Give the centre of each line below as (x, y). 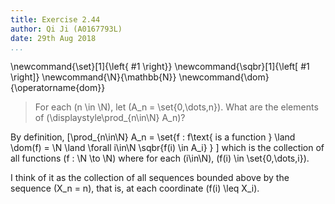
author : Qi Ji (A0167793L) (66, 29)
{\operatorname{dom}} (58, 88)
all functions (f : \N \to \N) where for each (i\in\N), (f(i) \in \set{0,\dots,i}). (160, 158)
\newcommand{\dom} (224, 77)
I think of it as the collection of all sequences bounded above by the (150, 178)
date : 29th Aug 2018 (53, 38)
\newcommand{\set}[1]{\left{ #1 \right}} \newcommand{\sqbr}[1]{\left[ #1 (160, 67)
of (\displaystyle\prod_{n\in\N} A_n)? (110, 118)
